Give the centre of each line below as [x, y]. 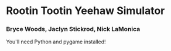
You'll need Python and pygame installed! [56, 42]
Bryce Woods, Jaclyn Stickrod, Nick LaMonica [73, 29]
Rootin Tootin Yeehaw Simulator [85, 11]
